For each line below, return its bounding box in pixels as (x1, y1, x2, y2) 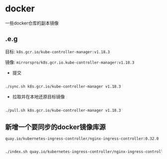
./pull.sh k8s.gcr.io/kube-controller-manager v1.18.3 (5, 108, 121, 113)
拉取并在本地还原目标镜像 (12, 93, 65, 99)
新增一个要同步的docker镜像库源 (5, 123, 106, 131)
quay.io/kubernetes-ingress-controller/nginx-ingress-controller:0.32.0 (5, 136, 159, 142)
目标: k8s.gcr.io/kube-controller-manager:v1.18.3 (5, 48, 110, 55)
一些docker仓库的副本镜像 (5, 20, 59, 26)
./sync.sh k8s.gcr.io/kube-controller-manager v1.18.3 (5, 84, 121, 89)
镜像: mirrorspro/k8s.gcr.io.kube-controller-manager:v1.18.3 (5, 59, 135, 65)
